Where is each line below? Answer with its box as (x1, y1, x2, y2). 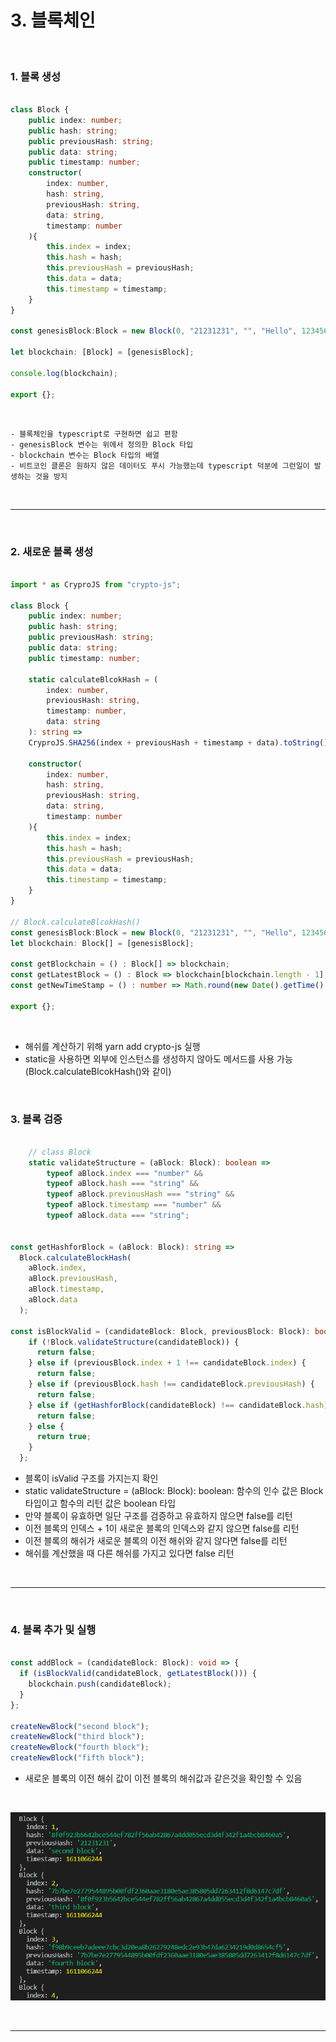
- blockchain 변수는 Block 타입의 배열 (10, 450, 160, 460)
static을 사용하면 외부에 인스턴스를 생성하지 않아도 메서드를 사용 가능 (24, 1052, 293, 1065)
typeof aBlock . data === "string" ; (46, 1211, 190, 1221)
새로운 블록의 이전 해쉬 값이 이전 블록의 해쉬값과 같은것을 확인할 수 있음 (24, 1772, 303, 1784)
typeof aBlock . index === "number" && (46, 1168, 203, 1178)
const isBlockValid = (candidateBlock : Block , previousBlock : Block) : (10, 1326, 311, 1336)
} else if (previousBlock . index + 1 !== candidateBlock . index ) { (28, 1358, 307, 1368)
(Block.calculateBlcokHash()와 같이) (24, 1065, 172, 1077)
